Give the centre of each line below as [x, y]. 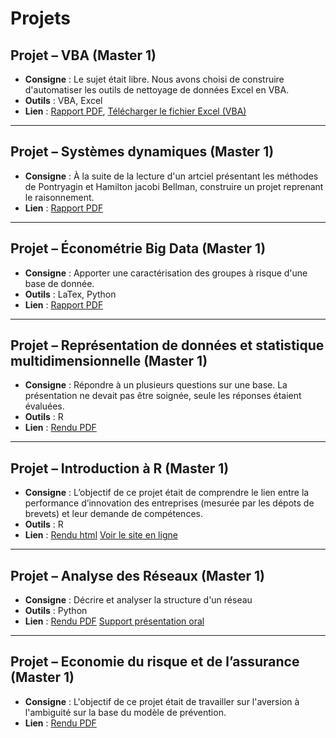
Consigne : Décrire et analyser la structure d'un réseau [138, 600]
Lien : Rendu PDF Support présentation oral [114, 621]
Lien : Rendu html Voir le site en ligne [101, 535]
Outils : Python [56, 611]
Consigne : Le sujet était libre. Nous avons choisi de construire [154, 79]
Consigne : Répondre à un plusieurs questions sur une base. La [156, 385]
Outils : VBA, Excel [63, 100]
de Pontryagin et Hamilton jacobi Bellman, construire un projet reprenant [174, 186]
